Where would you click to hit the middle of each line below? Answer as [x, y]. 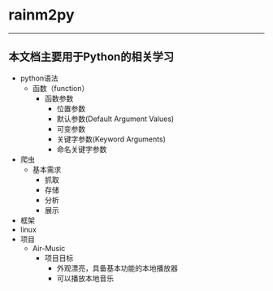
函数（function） [61, 88]
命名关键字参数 [82, 149]
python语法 [39, 78]
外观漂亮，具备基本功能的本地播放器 [117, 268]
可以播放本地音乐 [85, 278]
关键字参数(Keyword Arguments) [111, 139]
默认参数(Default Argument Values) [115, 119]
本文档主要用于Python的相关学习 [91, 57]
